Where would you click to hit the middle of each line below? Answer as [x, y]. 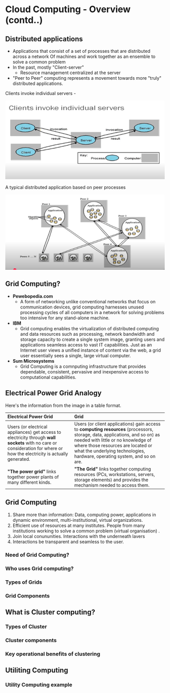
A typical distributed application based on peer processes [66, 187]
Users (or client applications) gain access [117, 424]
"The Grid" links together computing [113, 469]
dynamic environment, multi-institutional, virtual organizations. [78, 520]
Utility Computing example [39, 685]
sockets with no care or [32, 443]
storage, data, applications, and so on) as [117, 435]
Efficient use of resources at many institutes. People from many [79, 525]
